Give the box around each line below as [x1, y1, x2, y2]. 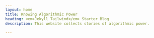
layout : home [5, 7, 33, 12]
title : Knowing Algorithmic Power [5, 12, 78, 17]
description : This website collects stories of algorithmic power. [5, 21, 150, 26]
